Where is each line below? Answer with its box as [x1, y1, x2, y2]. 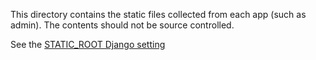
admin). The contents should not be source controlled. [10, 19, 235, 31]
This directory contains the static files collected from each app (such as [10, 9, 307, 20]
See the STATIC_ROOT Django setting [10, 39, 166, 50]
